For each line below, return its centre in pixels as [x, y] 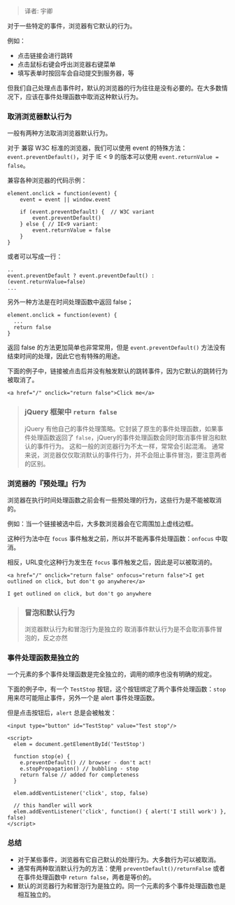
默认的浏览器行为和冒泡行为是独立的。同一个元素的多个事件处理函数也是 [121, 885]
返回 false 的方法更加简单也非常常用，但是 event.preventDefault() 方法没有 [116, 348]
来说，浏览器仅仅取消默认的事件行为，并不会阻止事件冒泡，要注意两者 [126, 455]
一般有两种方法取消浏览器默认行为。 [59, 133]
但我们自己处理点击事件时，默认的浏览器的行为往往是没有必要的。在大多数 [114, 88]
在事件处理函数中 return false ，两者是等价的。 [86, 877]
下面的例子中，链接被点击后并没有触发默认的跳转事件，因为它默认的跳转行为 [117, 371]
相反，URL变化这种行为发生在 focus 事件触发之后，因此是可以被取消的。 [112, 562]
